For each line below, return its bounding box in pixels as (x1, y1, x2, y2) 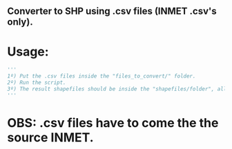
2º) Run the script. (7, 79, 67, 87)
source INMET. (7, 130, 95, 145)
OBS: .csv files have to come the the (7, 115, 219, 130)
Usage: (7, 44, 50, 59)
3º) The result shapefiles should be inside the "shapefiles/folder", (7, 85, 215, 92)
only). (7, 16, 33, 28)
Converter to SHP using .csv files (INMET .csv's (7, 5, 217, 17)
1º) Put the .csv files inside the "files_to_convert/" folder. (7, 73, 196, 80)
